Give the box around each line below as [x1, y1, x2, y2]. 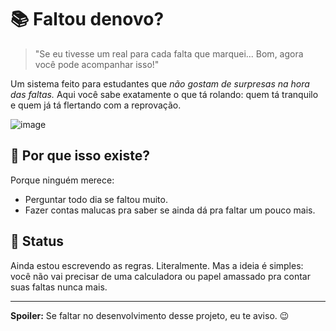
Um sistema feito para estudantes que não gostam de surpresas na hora [10, 77, 310, 90]
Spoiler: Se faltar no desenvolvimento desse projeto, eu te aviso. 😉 [10, 309, 290, 321]
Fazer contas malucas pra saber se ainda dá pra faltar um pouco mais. [24, 204, 316, 216]
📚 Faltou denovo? [10, 8, 165, 31]
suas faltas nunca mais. [10, 281, 108, 293]
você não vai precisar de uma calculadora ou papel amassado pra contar [10, 270, 311, 282]
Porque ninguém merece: [10, 174, 115, 186]
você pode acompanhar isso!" [34, 58, 160, 70]
